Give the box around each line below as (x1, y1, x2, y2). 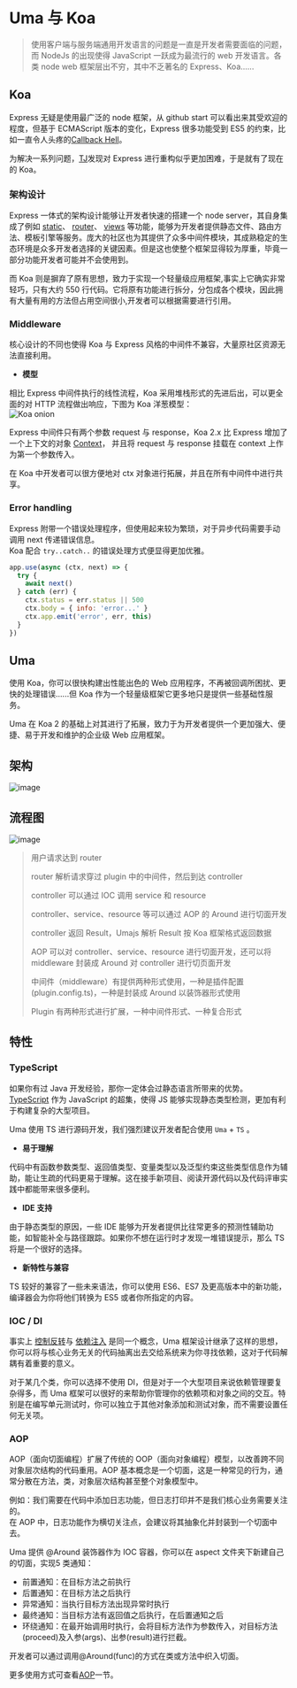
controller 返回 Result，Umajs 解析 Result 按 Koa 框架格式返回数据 (30, 927, 272, 938)
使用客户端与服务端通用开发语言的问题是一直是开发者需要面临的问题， (30, 39, 287, 50)
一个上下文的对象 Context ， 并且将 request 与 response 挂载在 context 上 (9, 438, 277, 449)
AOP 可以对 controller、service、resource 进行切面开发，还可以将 (30, 946, 272, 957)
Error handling (9, 502, 72, 514)
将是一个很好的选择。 (9, 1243, 87, 1253)
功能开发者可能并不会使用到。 (24, 254, 133, 266)
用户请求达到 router (30, 852, 103, 863)
